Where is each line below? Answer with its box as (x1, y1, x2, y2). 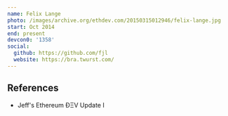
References (7, 82, 59, 94)
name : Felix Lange (7, 10, 61, 18)
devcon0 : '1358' (7, 37, 55, 44)
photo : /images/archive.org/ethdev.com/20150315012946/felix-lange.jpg (7, 17, 221, 24)
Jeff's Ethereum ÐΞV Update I (17, 101, 105, 109)
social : (7, 43, 30, 50)
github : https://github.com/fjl (13, 50, 109, 57)
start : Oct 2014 (7, 23, 55, 30)
